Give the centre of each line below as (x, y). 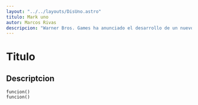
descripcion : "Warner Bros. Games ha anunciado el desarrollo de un (92, 28)
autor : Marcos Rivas (32, 22)
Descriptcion (30, 78)
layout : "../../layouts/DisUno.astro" (54, 11)
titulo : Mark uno (27, 17)
